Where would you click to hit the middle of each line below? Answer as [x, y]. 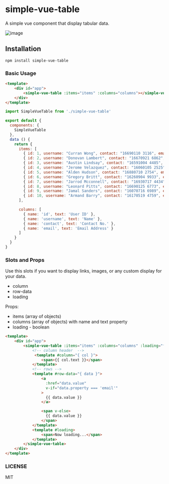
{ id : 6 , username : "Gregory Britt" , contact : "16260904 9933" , [92, 177]
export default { [23, 121]
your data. [16, 277]
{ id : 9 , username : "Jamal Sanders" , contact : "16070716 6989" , [92, 191]
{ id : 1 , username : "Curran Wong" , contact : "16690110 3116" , [90, 153]
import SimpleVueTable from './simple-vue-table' [58, 112]
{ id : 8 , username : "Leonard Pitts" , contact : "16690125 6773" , [92, 186]
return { [23, 144]
